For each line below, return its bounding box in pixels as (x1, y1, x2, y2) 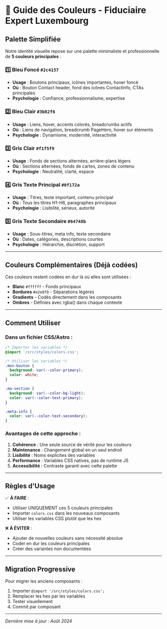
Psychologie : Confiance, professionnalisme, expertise (12, 95, 125, 101)
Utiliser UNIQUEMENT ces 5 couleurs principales (12, 505, 113, 511)
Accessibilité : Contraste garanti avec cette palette (12, 462, 117, 468)
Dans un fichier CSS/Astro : (5, 334, 73, 341)
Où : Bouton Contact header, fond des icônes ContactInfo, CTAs (12, 85, 144, 91)
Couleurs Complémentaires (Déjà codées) (5, 260, 138, 269)
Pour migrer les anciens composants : (5, 578, 83, 584)
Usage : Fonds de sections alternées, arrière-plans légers (12, 158, 131, 164)
